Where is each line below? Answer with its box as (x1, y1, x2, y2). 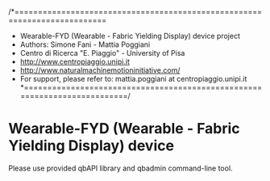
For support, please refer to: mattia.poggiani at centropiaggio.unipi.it (19, 74, 247, 83)
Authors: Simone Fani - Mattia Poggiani (19, 40, 151, 49)
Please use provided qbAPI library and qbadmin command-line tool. (8, 163, 233, 173)
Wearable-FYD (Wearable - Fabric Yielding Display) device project (19, 32, 240, 40)
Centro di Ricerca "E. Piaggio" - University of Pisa (19, 48, 185, 57)
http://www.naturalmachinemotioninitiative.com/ (19, 65, 181, 75)
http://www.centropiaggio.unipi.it (19, 57, 131, 66)
